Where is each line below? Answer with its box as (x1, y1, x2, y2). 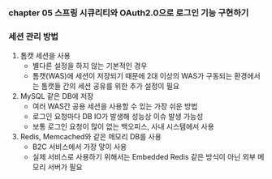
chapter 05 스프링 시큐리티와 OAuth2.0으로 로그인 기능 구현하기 (8, 6, 249, 18)
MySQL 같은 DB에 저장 (19, 92, 94, 101)
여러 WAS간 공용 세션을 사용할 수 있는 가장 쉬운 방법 (32, 101, 198, 111)
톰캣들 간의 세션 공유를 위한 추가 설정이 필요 (41, 81, 180, 91)
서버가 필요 (47, 162, 83, 172)
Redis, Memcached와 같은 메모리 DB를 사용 (19, 132, 162, 142)
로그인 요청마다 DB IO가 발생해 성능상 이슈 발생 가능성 (32, 112, 204, 121)
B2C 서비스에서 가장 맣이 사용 (32, 142, 127, 151)
